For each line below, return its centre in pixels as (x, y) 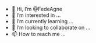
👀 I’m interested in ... (36, 15)
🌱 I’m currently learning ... (42, 21)
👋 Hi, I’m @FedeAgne (37, 9)
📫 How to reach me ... (38, 34)
